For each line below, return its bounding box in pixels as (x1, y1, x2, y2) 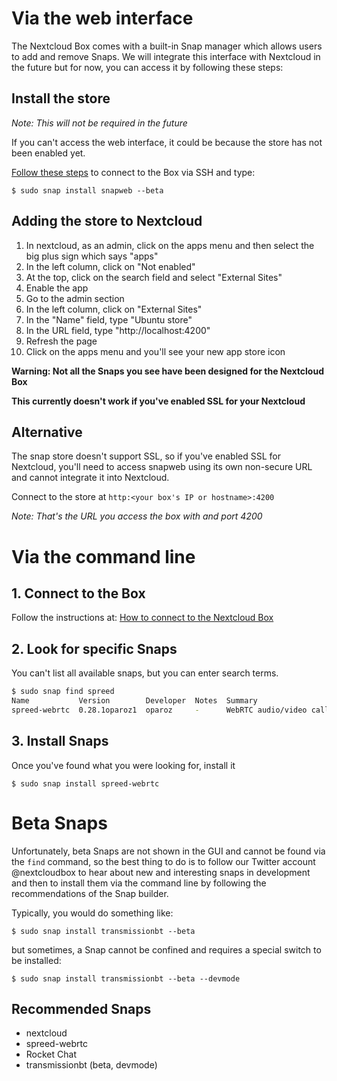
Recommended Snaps (11, 1000, 152, 1017)
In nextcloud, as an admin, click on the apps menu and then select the (25, 239, 315, 251)
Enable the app (25, 282, 89, 294)
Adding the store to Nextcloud (11, 213, 203, 230)
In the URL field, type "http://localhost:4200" (25, 324, 211, 336)
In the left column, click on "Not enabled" (25, 260, 196, 272)
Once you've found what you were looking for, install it (11, 759, 236, 771)
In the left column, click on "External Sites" (25, 303, 203, 315)
